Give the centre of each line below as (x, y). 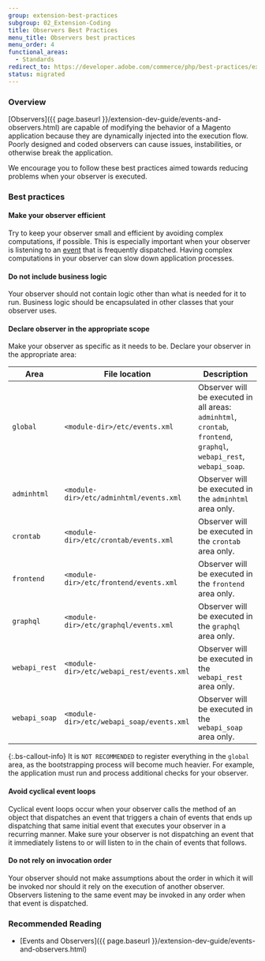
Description (226, 374)
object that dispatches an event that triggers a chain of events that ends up (130, 817)
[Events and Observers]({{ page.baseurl (85, 941)
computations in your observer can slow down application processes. (121, 258)
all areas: (215, 407)
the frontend (222, 584)
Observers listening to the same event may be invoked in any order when (127, 895)
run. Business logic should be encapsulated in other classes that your (121, 302)
